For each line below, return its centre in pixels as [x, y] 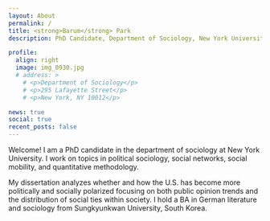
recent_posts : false [43, 127]
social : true [30, 120]
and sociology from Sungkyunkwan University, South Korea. [108, 208]
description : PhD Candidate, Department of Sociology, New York [118, 38]
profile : [23, 53]
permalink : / [30, 23]
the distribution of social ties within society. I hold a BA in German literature [133, 199]
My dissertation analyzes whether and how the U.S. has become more [125, 182]
